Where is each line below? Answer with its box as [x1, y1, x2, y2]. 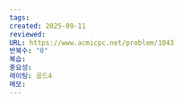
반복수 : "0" [9, 47, 48, 56]
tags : [9, 13, 30, 22]
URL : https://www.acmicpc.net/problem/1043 [9, 38, 175, 47]
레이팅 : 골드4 [9, 72, 53, 81]
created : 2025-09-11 [9, 21, 87, 30]
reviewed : [9, 30, 47, 39]
